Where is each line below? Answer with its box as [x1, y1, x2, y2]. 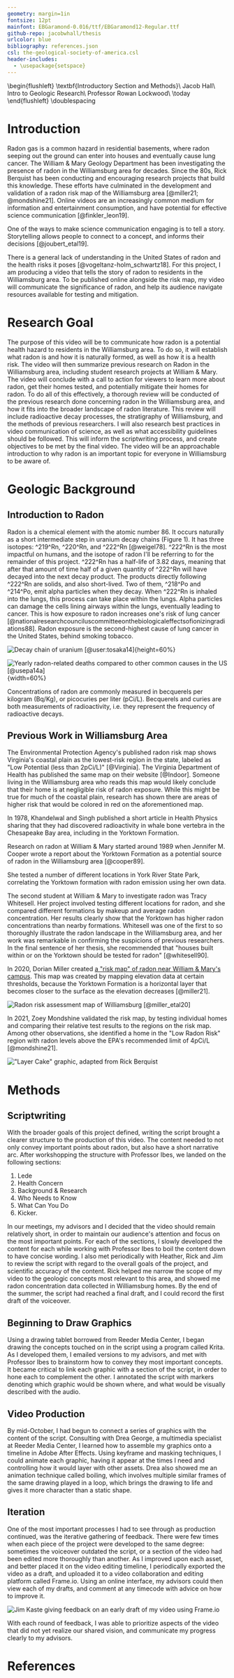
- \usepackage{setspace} [13, 62, 86, 69]
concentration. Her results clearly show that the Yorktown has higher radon [7, 914, 224, 922]
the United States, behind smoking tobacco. [7, 631, 134, 640]
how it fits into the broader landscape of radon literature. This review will [7, 404, 217, 413]
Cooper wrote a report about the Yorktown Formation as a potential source [7, 849, 222, 858]
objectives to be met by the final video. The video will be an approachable [7, 442, 220, 450]
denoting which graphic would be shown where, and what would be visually [7, 1380, 226, 1389]
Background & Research [17, 1187, 87, 1195]
